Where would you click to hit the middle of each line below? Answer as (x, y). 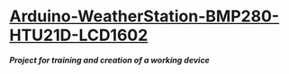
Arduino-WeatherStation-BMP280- (144, 16)
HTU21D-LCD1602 (79, 35)
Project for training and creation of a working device (109, 60)
